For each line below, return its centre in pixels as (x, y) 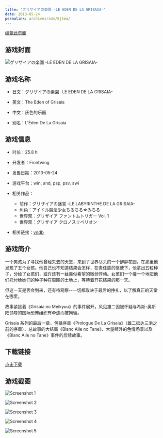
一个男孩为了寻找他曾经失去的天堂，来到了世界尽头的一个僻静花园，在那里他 (81, 261)
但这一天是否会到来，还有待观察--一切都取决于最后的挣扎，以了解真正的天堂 (81, 290)
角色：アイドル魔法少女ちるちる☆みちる (60, 210)
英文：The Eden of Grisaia (38, 102)
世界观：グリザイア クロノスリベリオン (58, 222)
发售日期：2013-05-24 (35, 172)
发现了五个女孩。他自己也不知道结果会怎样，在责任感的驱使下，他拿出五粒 (79, 268)
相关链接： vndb (28, 232)
